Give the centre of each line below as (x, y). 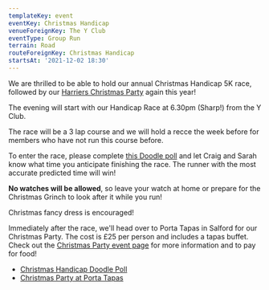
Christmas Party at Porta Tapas (71, 277)
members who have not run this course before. (86, 140)
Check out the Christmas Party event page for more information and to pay (132, 245)
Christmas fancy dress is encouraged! (71, 212)
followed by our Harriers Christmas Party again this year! (102, 92)
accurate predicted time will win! (62, 173)
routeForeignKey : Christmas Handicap (71, 53)
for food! (23, 253)
